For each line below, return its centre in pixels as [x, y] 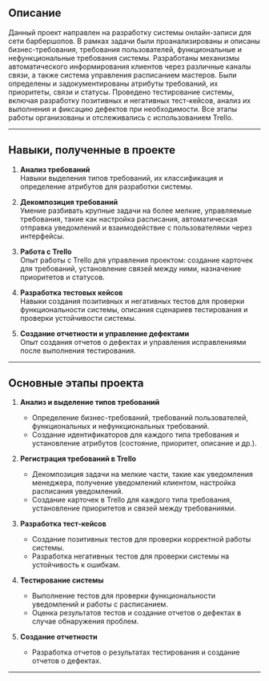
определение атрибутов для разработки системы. [106, 186]
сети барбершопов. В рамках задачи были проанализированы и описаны [134, 41]
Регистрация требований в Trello [78, 459]
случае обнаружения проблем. [85, 621]
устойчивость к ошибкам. [76, 565]
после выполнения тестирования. [78, 351]
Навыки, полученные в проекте [92, 150]
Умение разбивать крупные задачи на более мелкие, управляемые [136, 210]
